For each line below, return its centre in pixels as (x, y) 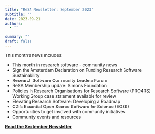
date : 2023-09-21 (23, 19)
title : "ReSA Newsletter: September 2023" (49, 10)
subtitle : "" (18, 14)
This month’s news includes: (34, 55)
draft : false (18, 41)
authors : (14, 23)
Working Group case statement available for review (64, 96)
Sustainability (26, 75)
